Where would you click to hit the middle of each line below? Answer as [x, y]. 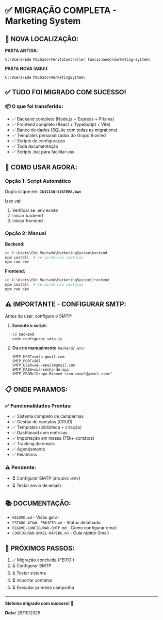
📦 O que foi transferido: [34, 106]
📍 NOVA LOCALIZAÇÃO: [42, 39]
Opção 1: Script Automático [38, 181]
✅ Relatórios [24, 455]
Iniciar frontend [27, 221]
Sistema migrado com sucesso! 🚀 [39, 603]
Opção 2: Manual [25, 233]
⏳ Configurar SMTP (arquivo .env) [46, 478]
